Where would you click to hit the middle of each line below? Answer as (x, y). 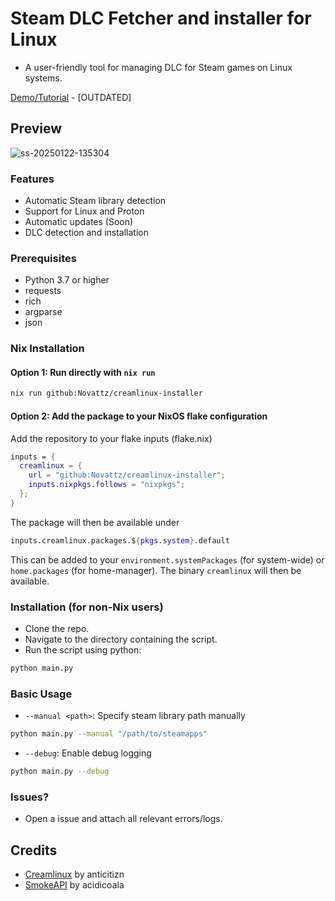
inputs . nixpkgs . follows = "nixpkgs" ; (107, 485)
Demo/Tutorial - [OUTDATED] (71, 97)
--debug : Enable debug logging (88, 753)
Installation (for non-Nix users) (87, 607)
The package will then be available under (95, 522)
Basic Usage (41, 694)
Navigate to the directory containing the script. (121, 639)
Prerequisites (43, 258)
